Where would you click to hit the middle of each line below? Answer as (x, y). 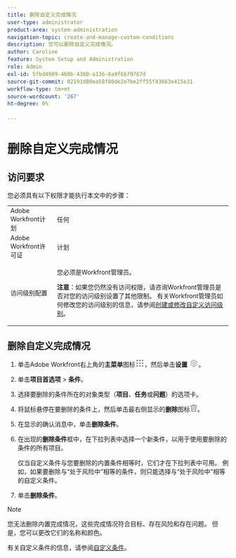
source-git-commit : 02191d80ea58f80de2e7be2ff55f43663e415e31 (100, 82)
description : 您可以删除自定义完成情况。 (62, 45)
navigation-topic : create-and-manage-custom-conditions (91, 37)
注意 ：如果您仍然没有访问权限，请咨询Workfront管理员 (136, 287)
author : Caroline (33, 52)
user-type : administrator (45, 22)
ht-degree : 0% (28, 104)
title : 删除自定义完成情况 (42, 15)
